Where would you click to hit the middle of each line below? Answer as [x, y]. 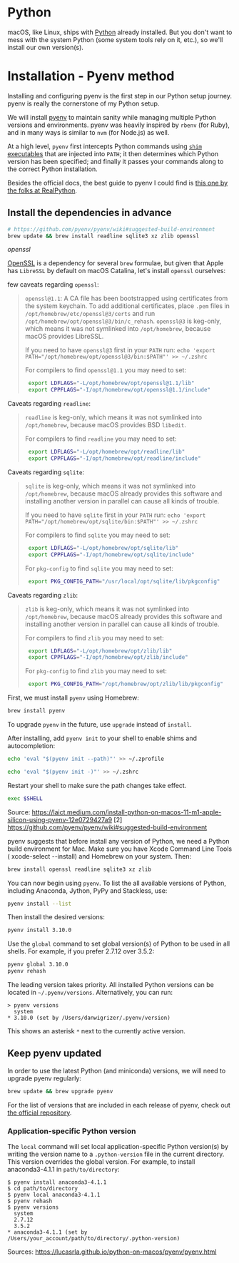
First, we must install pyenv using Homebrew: [73, 698]
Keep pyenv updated [55, 1054]
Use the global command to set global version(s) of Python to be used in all [119, 944]
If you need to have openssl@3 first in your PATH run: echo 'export [120, 350]
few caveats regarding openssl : [54, 285]
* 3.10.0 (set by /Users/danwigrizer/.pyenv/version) [89, 1018]
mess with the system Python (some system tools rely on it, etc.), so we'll [115, 39]
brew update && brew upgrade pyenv [60, 1091]
